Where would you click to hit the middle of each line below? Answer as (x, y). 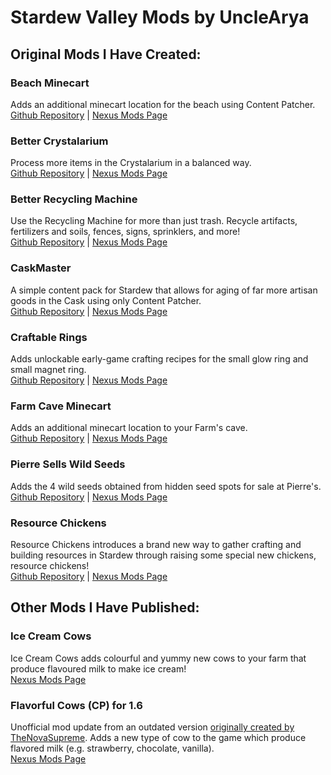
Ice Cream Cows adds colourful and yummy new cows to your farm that (158, 658)
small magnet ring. (48, 370)
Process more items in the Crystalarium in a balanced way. (131, 163)
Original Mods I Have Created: (106, 54)
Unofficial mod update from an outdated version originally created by (152, 727)
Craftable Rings (49, 337)
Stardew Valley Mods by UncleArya (160, 17)
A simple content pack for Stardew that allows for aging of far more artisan (164, 290)
